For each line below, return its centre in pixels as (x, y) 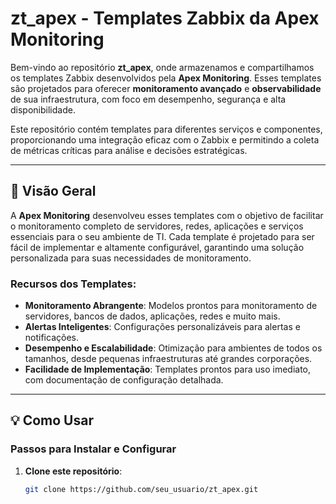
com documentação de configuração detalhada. (124, 380)
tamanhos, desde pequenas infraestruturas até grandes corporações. (168, 359)
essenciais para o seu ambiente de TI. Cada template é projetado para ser (162, 236)
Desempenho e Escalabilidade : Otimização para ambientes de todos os (173, 348)
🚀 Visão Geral (53, 191)
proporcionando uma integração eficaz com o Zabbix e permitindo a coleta (165, 139)
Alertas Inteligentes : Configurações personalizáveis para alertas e (162, 327)
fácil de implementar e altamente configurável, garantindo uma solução (157, 247)
